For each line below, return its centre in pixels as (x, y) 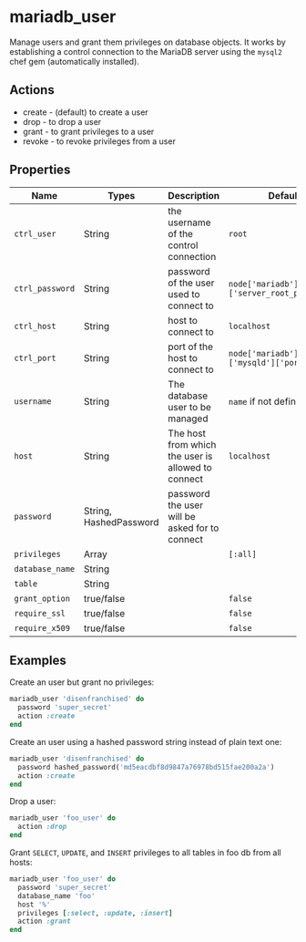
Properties (40, 170)
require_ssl (40, 613)
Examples (38, 660)
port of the (191, 347)
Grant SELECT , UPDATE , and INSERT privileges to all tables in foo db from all (145, 853)
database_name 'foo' (56, 895)
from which (192, 444)
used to (184, 294)
